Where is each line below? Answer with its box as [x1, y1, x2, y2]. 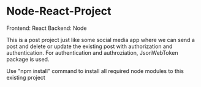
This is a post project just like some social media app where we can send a [6, 36, 195, 43]
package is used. [6, 55, 50, 63]
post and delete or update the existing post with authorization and [6, 43, 173, 50]
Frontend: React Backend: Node [6, 24, 87, 32]
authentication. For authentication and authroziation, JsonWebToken [6, 49, 178, 56]
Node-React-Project [6, 4, 112, 18]
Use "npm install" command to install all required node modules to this [6, 67, 184, 74]
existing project [6, 74, 46, 81]
